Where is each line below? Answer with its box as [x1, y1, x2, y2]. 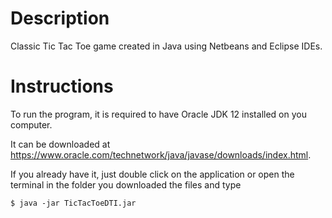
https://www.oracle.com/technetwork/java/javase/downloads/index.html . [10, 148, 312, 161]
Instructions [10, 75, 114, 98]
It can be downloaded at [10, 138, 111, 150]
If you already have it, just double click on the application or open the [10, 168, 295, 180]
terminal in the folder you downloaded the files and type [10, 178, 242, 191]
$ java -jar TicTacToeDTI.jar [10, 198, 137, 208]
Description [10, 7, 110, 30]
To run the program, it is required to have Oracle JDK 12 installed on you [10, 108, 307, 120]
